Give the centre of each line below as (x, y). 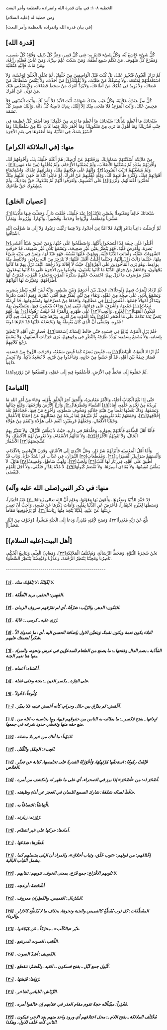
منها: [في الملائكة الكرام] (40, 147)
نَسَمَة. (11, 111)
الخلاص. (13, 767)
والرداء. (13, 916)
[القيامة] (17, 387)
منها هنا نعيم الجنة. (22, 655)
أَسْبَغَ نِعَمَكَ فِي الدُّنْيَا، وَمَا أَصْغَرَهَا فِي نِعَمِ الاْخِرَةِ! (49, 131)
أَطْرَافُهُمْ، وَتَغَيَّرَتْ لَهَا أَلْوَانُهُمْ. (32, 280)
